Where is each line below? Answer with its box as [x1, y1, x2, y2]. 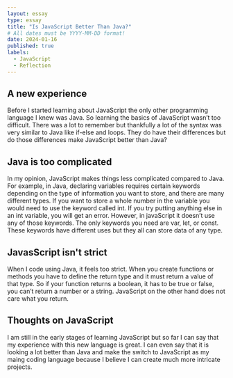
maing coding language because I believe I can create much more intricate [7, 355, 221, 363]
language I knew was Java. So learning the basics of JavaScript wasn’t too [7, 113, 221, 122]
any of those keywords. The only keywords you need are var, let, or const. [7, 219, 219, 227]
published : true [7, 42, 54, 49]
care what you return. [7, 294, 69, 303]
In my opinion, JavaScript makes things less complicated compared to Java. [7, 175, 225, 183]
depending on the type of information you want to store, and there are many [7, 189, 225, 198]
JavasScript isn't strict [7, 246, 107, 258]
